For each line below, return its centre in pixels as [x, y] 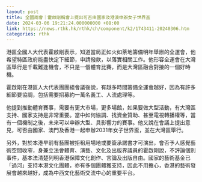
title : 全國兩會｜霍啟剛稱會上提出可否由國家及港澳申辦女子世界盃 [78, 17]
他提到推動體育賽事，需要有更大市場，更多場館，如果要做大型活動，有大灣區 [101, 108]
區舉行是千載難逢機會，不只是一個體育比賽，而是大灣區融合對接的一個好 [96, 67]
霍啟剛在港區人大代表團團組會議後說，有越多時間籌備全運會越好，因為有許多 [101, 87]
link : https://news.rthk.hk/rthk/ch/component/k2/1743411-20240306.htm [98, 29]
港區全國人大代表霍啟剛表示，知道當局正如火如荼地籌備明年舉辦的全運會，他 [101, 52]
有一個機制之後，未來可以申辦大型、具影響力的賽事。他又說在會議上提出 [96, 123]
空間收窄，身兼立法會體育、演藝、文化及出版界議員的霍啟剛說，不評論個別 [103, 150]
